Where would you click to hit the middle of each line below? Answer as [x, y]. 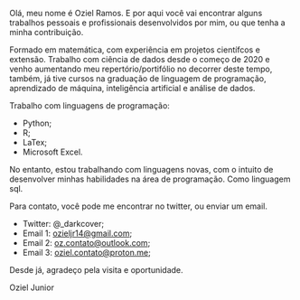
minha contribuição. [47, 32]
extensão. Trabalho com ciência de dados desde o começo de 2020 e [140, 59]
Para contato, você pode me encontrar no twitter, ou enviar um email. [139, 206]
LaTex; [35, 142]
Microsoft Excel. [52, 152]
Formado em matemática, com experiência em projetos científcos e [135, 50]
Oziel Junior [32, 287]
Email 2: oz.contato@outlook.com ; [86, 243]
